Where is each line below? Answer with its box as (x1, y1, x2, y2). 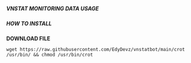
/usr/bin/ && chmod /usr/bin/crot (6, 52, 94, 58)
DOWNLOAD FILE (6, 35, 50, 42)
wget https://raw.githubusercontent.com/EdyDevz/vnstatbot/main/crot (6, 47, 186, 53)
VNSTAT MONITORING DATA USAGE (6, 5, 99, 12)
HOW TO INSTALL (6, 20, 52, 27)
